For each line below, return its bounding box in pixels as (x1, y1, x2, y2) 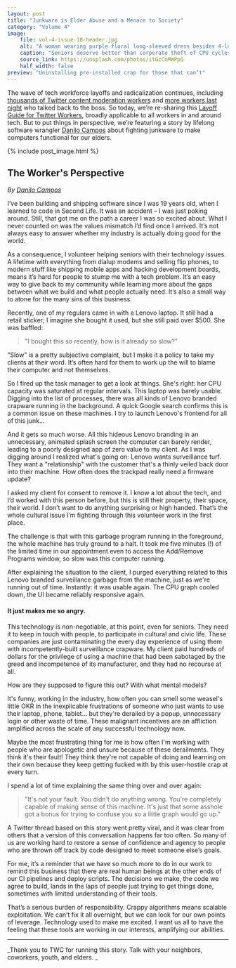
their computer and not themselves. (7, 366, 111, 374)
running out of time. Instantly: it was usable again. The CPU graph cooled (7, 583, 219, 591)
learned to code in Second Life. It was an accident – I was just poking (7, 207, 208, 215)
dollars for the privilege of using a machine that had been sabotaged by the (7, 652, 225, 660)
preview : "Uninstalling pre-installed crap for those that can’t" (7, 69, 206, 76)
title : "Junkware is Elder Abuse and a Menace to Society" (7, 17, 184, 24)
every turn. (7, 767, 39, 776)
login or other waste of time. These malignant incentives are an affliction (7, 717, 217, 725)
